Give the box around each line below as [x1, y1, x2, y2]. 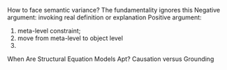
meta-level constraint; [17, 27, 81, 35]
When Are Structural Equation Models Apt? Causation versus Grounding [7, 55, 214, 63]
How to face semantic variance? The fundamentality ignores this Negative [7, 6, 221, 14]
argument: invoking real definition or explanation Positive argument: [7, 13, 202, 21]
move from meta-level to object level [17, 34, 124, 42]
